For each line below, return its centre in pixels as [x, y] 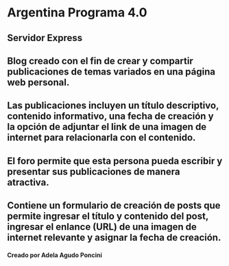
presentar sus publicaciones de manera [94, 171]
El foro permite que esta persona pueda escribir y [115, 161]
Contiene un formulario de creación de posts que [114, 205]
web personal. [38, 82]
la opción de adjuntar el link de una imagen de [107, 127]
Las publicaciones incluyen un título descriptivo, [113, 106]
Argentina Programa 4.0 [77, 13]
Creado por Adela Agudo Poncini [55, 255]
